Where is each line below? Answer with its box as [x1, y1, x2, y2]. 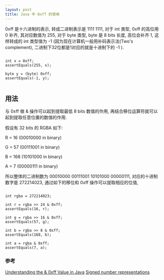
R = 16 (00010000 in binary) [5, 135, 62, 140]
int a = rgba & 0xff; [5, 241, 50, 246]
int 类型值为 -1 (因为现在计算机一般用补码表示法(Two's [23, 38, 133, 44]
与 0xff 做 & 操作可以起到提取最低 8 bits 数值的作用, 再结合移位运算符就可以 [5, 109, 158, 114]
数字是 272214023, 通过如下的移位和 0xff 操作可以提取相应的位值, [5, 180, 139, 186]
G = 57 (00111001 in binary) [5, 144, 60, 150]
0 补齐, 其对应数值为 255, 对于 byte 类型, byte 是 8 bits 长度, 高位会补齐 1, [5, 32, 154, 38]
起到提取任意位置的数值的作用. [5, 114, 67, 120]
